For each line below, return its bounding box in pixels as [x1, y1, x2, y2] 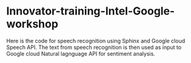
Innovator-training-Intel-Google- [6, 4, 175, 18]
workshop [6, 17, 59, 31]
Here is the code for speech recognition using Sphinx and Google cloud [6, 37, 186, 44]
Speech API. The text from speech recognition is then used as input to [6, 44, 182, 51]
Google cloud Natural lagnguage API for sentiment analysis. [6, 50, 156, 57]
